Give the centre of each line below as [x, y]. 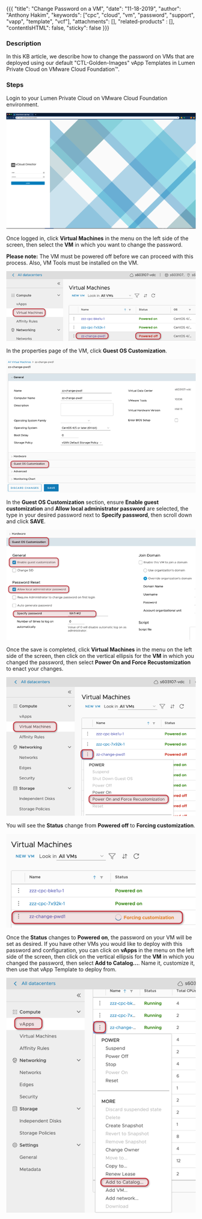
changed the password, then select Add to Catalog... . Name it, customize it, [101, 963]
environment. [23, 104]
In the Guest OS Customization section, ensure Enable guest [83, 502]
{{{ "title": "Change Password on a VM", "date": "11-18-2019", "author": [94, 9]
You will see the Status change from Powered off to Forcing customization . [101, 826]
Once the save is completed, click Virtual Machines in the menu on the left [99, 649]
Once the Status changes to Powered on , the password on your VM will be [99, 937]
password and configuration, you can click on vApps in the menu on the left [100, 950]
